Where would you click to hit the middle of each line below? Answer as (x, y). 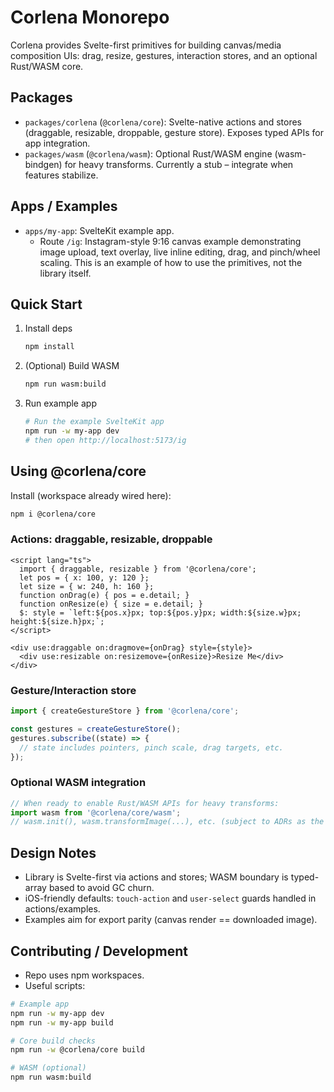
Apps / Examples (64, 206)
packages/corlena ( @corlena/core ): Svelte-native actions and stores (163, 122)
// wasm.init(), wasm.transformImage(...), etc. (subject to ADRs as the (167, 822)
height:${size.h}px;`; (57, 621)
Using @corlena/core (78, 471)
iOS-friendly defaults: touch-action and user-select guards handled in (170, 898)
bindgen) (43, 164)
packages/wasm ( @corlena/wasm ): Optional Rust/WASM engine (148, 153)
